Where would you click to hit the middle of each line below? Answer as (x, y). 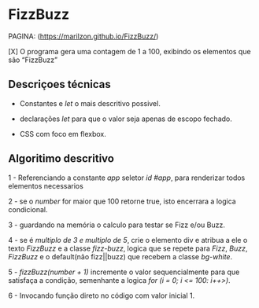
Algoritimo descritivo (61, 159)
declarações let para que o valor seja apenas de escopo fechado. (126, 119)
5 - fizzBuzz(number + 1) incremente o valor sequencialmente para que (124, 272)
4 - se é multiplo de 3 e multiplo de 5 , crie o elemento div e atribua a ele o (128, 240)
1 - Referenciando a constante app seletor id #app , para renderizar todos (127, 178)
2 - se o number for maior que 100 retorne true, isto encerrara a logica (122, 201)
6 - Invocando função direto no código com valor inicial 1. (102, 295)
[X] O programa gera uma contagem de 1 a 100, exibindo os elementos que (129, 51)
